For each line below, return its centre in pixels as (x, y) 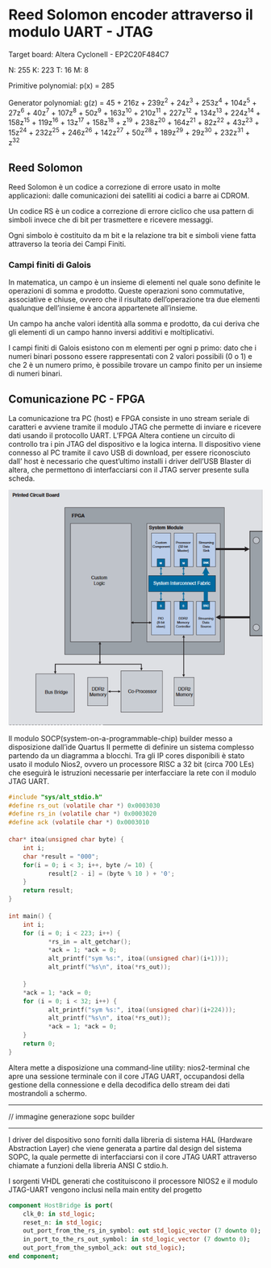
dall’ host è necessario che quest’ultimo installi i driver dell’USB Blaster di (130, 461)
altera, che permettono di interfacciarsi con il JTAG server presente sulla (129, 470)
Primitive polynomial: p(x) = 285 (61, 86)
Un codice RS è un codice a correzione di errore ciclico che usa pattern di (131, 211)
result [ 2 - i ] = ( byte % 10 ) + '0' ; (111, 874)
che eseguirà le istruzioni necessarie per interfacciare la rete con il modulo (132, 773)
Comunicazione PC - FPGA (77, 399)
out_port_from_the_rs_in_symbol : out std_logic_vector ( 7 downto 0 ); (142, 1231)
